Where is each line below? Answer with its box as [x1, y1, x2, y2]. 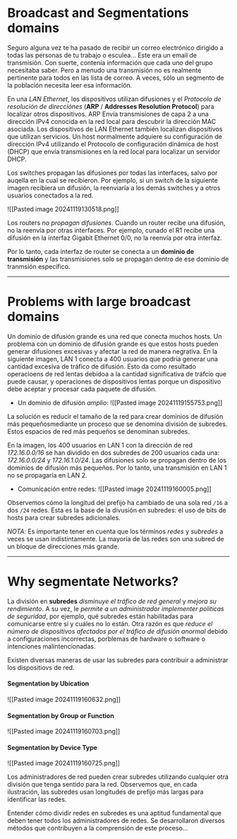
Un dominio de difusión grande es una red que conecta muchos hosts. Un [7, 332, 222, 340]
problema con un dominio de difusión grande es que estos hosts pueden [7, 340, 219, 348]
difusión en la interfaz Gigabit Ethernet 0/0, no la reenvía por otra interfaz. [7, 233, 222, 242]
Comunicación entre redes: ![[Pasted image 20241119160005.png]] [17, 485, 212, 493]
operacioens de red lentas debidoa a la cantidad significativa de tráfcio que [7, 369, 227, 378]
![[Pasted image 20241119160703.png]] [7, 727, 121, 736]
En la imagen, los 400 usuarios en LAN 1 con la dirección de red [7, 441, 193, 449]
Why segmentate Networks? [7, 574, 179, 590]
